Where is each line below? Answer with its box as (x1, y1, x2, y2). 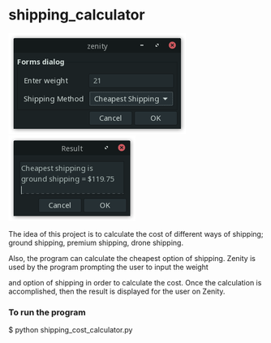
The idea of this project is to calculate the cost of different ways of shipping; (8, 229, 264, 238)
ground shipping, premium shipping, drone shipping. (8, 238, 184, 247)
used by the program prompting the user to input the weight (8, 262, 209, 272)
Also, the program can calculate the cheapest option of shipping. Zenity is (8, 253, 256, 263)
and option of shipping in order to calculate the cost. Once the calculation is (8, 277, 262, 287)
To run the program (8, 307, 87, 318)
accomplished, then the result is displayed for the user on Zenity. (8, 286, 226, 296)
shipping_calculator (8, 6, 145, 24)
